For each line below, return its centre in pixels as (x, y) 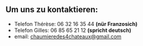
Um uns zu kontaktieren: (52, 10)
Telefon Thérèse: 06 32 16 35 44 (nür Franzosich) (76, 24)
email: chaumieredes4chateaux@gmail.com (68, 36)
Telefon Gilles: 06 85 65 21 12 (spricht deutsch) (73, 30)
